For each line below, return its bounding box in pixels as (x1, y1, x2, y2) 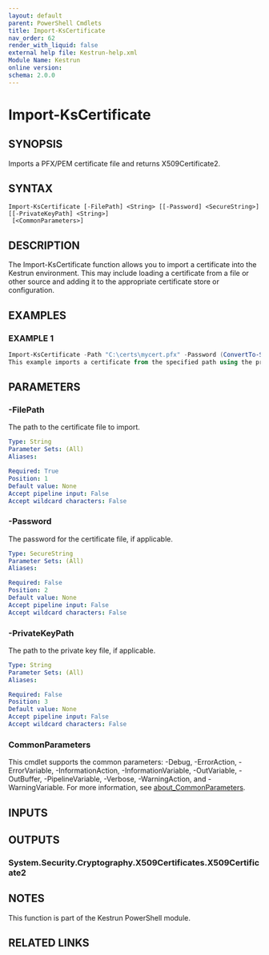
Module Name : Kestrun (8, 57, 81, 65)
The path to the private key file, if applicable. (8, 645, 156, 655)
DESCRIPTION (8, 238, 80, 252)
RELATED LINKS (8, 937, 90, 950)
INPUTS (8, 805, 48, 820)
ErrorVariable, (8, 765, 54, 776)
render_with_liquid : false (8, 42, 98, 50)
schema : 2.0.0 (8, 71, 56, 79)
